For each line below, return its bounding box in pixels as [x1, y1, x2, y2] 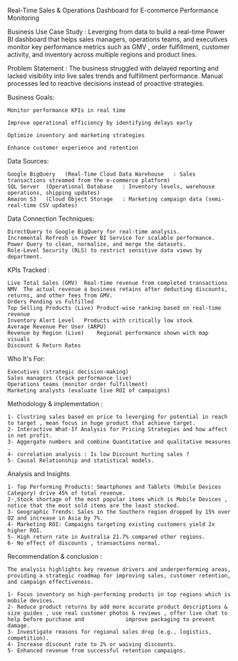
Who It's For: [7, 355, 45, 363]
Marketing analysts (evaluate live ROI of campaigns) [7, 387, 171, 394]
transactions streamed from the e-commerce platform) [7, 177, 171, 184]
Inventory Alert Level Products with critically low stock [7, 317, 193, 324]
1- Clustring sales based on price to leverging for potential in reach [7, 413, 228, 420]
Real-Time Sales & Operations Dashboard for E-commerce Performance [7, 6, 219, 14]
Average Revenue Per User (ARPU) [7, 323, 107, 330]
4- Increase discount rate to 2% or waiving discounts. [7, 641, 177, 648]
